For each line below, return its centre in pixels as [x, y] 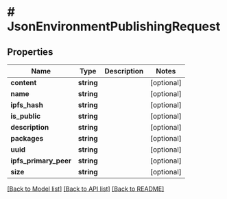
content [24, 83]
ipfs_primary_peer [41, 161]
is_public [26, 116]
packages [27, 138]
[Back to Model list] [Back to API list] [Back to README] [86, 189]
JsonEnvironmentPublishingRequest [114, 26]
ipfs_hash [27, 105]
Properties [30, 52]
